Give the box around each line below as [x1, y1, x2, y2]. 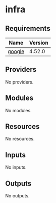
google [8, 48, 25, 55]
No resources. [5, 136, 35, 142]
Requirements [5, 24, 50, 33]
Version [29, 39, 49, 46]
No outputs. [5, 193, 30, 199]
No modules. [5, 107, 32, 113]
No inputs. [5, 164, 27, 170]
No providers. [5, 78, 34, 85]
